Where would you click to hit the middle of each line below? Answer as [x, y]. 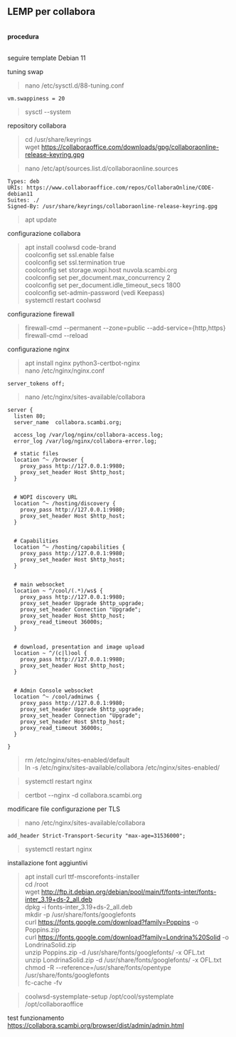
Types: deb [23, 181]
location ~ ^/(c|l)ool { [50, 653]
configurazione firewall [41, 314]
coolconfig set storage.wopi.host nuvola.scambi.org [101, 269]
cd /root [36, 884]
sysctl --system [48, 112]
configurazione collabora [44, 233]
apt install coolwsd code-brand [70, 247]
